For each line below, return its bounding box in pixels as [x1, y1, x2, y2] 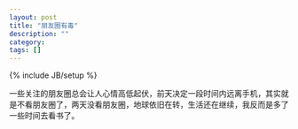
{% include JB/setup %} [9, 70, 98, 80]
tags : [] [9, 46, 42, 55]
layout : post [9, 12, 58, 22]
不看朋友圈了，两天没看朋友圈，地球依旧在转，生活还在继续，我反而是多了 [16, 99, 289, 110]
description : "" [9, 29, 69, 38]
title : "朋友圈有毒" [9, 21, 78, 30]
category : [9, 37, 46, 47]
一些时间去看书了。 [9, 110, 80, 121]
